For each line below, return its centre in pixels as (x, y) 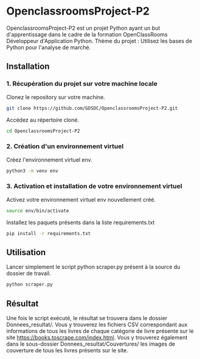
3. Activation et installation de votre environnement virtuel (94, 186)
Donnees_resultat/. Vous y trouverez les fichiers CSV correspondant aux (97, 325)
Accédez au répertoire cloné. (43, 120)
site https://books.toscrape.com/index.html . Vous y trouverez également (97, 338)
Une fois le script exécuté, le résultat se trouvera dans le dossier (87, 318)
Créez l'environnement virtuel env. (49, 160)
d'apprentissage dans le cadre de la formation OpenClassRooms (87, 34)
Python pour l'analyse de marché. (49, 47)
